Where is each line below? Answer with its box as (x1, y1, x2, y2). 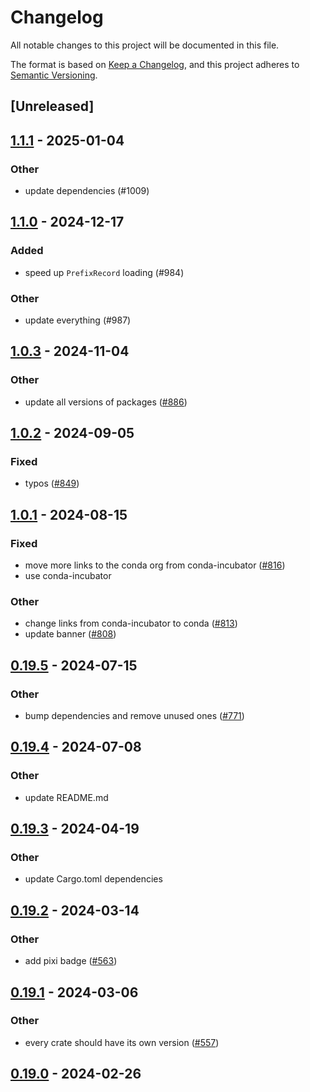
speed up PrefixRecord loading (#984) (24, 266, 185, 278)
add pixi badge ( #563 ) (24, 955, 118, 967)
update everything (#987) (24, 314, 132, 326)
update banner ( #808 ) (24, 628, 117, 640)
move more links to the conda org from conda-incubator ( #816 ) (24, 559, 286, 571)
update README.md (24, 791, 109, 803)
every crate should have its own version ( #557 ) (24, 1036, 220, 1048)
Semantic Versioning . (10, 69, 98, 81)
